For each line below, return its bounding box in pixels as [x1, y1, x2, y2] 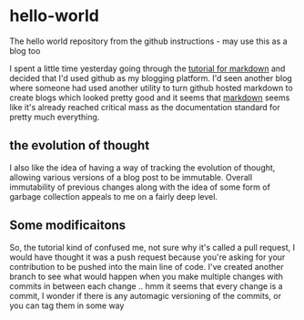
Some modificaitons [9, 218, 127, 233]
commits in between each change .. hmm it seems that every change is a [9, 280, 284, 292]
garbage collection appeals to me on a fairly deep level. [9, 191, 218, 201]
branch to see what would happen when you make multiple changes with [9, 271, 284, 282]
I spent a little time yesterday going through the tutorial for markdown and [9, 63, 286, 74]
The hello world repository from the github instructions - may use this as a [9, 36, 289, 46]
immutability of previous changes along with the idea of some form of [9, 181, 271, 192]
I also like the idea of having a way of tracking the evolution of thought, [9, 161, 276, 173]
